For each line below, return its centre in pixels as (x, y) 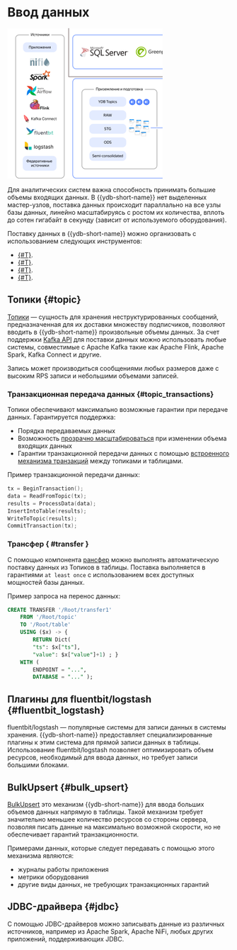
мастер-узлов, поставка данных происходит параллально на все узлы (114, 205)
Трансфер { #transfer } (48, 544)
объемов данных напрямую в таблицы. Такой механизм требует (105, 812)
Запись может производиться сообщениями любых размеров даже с (113, 368)
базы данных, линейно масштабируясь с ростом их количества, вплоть (116, 212)
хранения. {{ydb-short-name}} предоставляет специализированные (110, 735)
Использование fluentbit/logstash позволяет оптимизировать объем (111, 750)
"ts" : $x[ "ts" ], (57, 647)
